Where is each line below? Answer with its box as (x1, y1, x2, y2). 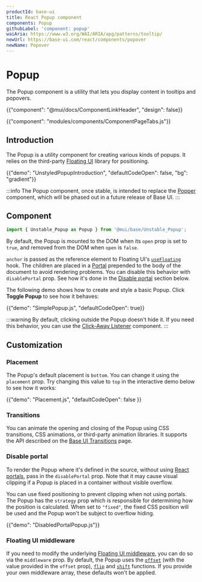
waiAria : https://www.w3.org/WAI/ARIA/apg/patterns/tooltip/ (6, 31, 163, 37)
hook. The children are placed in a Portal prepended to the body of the (6, 262, 182, 269)
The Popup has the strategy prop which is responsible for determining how (6, 497, 194, 504)
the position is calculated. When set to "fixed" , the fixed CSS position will (6, 503, 189, 511)
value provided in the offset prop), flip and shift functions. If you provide (6, 562, 192, 569)
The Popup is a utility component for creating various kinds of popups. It (6, 151, 186, 158)
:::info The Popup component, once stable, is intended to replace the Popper (6, 187, 196, 194)
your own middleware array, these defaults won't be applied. (6, 569, 156, 576)
